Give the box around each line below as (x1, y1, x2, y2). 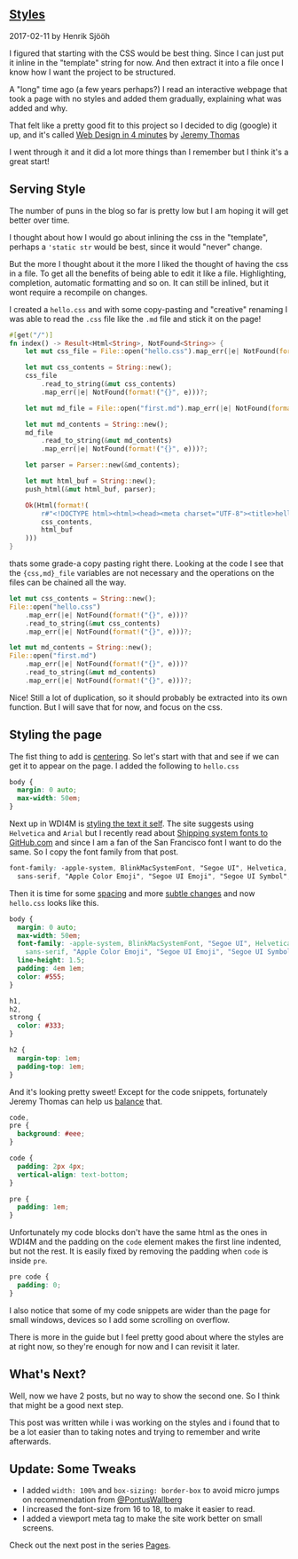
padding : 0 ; (17, 1281, 62, 1290)
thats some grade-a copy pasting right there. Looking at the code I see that (9, 558, 284, 569)
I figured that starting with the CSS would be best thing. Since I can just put (9, 48, 284, 59)
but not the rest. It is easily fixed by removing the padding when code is (9, 1246, 269, 1256)
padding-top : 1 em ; (17, 1062, 86, 1071)
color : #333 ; (17, 1021, 66, 1030)
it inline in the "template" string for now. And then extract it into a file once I (9, 57, 284, 67)
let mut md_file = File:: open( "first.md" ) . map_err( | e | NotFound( (25, 404, 272, 413)
